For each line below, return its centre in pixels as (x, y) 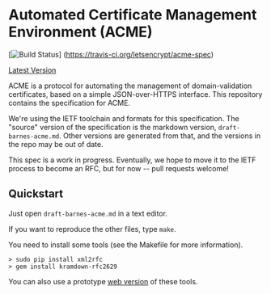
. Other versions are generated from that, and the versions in (160, 136)
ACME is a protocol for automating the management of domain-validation (130, 86)
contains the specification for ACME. (70, 103)
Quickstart (36, 194)
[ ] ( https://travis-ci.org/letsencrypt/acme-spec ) (111, 54)
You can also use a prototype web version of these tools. (103, 281)
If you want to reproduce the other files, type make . (92, 229)
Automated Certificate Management (133, 15)
